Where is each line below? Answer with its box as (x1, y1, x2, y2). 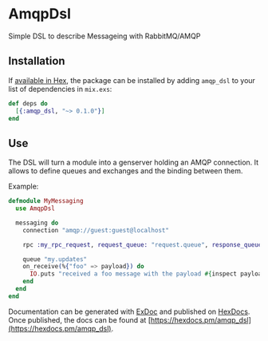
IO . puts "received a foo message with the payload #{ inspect (29, 270, 238, 278)
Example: (8, 181, 39, 192)
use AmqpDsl (15, 204, 56, 212)
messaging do (15, 219, 59, 227)
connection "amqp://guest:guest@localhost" (22, 226, 170, 234)
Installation (8, 54, 65, 68)
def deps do (8, 99, 48, 108)
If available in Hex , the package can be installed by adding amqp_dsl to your (8, 75, 255, 85)
